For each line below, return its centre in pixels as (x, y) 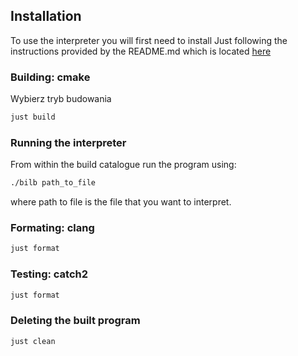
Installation (46, 16)
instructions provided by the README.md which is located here (141, 51)
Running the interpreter (68, 142)
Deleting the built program (75, 321)
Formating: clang (52, 228)
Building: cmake (50, 77)
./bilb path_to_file (53, 183)
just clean (33, 341)
